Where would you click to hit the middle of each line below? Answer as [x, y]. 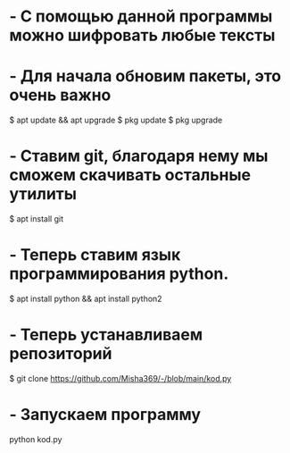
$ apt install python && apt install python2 [86, 298]
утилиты [43, 194]
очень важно [60, 95]
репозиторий [61, 354]
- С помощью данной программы [141, 17]
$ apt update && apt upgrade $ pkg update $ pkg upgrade [116, 120]
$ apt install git [37, 219]
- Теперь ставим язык [95, 255]
